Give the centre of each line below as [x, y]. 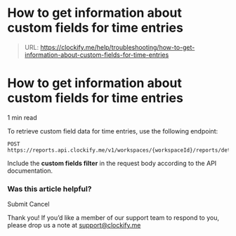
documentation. [30, 171]
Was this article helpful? [50, 189]
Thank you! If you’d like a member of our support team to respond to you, [113, 218]
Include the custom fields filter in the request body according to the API [112, 163]
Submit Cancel [28, 204]
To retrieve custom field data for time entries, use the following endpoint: [113, 131]
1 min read [22, 117]
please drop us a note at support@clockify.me [74, 225]
